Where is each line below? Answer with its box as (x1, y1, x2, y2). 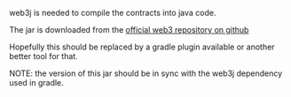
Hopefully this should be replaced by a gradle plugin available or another (9, 41, 275, 52)
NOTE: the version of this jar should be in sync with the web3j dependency (9, 68, 283, 78)
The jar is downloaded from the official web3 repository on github (9, 25, 249, 34)
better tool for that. (9, 51, 78, 61)
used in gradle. (9, 78, 64, 87)
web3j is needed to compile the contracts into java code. (9, 8, 216, 18)
